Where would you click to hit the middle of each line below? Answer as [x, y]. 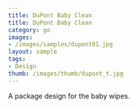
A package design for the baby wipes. [69, 95]
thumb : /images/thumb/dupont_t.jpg [66, 74]
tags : [17, 59]
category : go [29, 30]
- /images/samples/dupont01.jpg [60, 45]
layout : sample [33, 52]
